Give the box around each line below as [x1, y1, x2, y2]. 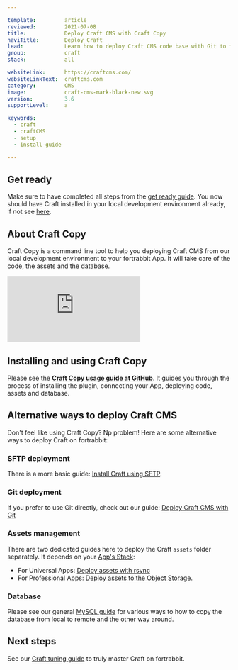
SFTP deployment [7, 453, 70, 463]
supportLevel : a [7, 102, 69, 109]
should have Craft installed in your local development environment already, [7, 200, 226, 208]
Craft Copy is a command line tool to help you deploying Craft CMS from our [7, 247, 230, 255]
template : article [7, 16, 87, 23]
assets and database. [7, 389, 70, 397]
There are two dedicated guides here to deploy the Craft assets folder [7, 545, 212, 553]
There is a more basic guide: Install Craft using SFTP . [7, 469, 163, 479]
